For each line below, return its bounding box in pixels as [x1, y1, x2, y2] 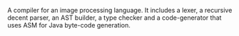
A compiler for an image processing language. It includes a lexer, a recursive [7, 6, 233, 14]
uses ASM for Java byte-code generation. [7, 21, 131, 29]
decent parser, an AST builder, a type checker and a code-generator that [7, 13, 222, 22]
